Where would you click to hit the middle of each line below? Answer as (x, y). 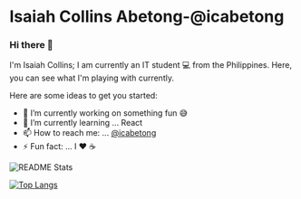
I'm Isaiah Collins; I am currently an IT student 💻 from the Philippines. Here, (151, 65)
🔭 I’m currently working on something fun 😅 (105, 113)
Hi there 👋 (32, 45)
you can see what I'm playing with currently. (92, 78)
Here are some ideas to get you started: (84, 96)
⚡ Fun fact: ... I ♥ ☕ (59, 147)
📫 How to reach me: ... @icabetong (89, 133)
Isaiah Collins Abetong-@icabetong (147, 17)
